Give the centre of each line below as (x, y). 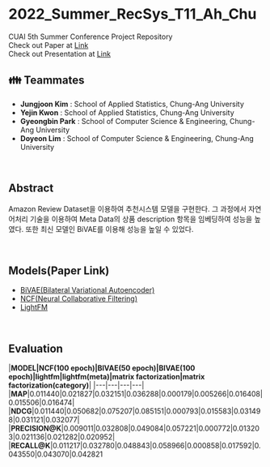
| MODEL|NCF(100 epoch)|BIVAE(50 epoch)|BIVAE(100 (102, 368)
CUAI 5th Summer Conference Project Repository (91, 36)
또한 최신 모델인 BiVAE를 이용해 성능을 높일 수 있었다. (110, 229)
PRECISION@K (36, 428)
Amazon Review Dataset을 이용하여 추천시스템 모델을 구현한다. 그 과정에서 (127, 208)
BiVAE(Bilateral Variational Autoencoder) (87, 290)
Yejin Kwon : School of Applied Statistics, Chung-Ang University (127, 112)
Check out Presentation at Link (60, 54)
